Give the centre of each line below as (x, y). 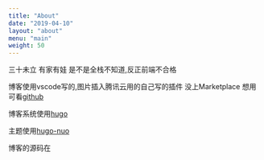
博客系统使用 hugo (38, 114)
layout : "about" (35, 31)
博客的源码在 (29, 148)
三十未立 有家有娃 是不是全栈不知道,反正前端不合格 (93, 70)
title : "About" (34, 16)
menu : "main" (30, 38)
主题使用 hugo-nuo (39, 131)
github (33, 96)
